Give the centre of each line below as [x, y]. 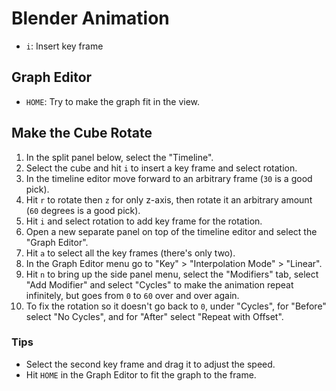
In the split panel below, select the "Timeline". [119, 157]
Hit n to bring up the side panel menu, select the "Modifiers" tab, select [172, 274]
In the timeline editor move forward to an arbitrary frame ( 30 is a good [169, 178]
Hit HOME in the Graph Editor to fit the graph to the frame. [141, 374]
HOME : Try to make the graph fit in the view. [113, 101]
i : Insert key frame [64, 46]
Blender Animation [90, 18]
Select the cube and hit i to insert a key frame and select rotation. [161, 168]
